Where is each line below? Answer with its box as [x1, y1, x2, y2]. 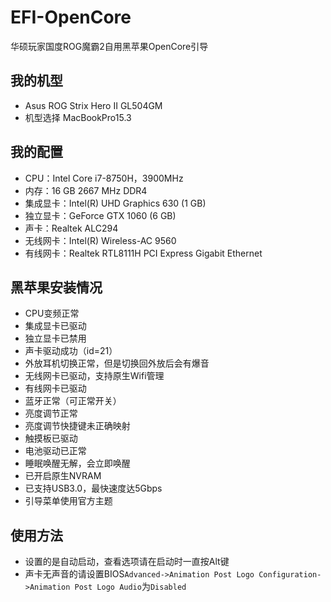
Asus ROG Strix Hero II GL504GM [24, 99, 163, 111]
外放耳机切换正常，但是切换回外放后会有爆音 [24, 357, 210, 370]
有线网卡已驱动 [24, 382, 87, 395]
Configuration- [258, 570, 322, 580]
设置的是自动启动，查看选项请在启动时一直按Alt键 [24, 556, 230, 568]
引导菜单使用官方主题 [24, 495, 113, 507]
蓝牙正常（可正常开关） [24, 395, 122, 407]
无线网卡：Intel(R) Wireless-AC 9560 [24, 234, 177, 246]
